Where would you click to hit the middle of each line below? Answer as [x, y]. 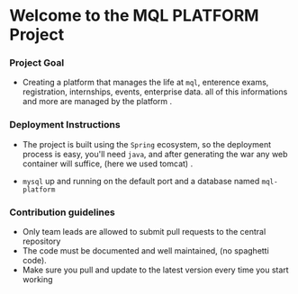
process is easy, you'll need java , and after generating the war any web [155, 154]
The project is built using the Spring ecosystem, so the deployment [147, 144]
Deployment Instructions [65, 125]
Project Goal [37, 63]
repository [41, 241]
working [37, 280]
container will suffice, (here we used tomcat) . [108, 164]
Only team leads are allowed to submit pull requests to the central [144, 232]
